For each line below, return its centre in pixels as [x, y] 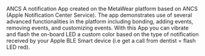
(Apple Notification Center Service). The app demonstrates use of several [99, 15]
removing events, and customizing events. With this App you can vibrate [98, 28]
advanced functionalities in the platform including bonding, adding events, [100, 21]
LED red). [18, 47]
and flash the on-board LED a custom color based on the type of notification [102, 34]
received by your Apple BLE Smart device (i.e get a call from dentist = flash [101, 41]
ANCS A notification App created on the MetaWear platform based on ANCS [102, 9]
